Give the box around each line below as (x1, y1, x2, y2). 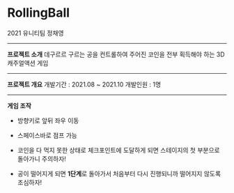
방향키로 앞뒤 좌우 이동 (17, 116, 79, 125)
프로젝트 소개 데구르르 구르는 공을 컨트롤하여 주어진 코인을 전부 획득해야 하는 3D (7, 50, 225, 59)
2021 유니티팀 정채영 (7, 29, 64, 37)
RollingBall (7, 5, 70, 21)
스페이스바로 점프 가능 (17, 131, 78, 139)
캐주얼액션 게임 (7, 59, 49, 67)
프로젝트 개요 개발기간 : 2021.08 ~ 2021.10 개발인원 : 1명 (7, 80, 162, 88)
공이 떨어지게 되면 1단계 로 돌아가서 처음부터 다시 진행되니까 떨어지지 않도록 (17, 169, 221, 178)
